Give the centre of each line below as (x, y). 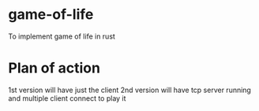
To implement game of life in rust (62, 36)
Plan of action (54, 68)
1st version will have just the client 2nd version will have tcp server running (129, 90)
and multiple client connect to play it (67, 98)
